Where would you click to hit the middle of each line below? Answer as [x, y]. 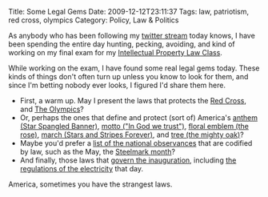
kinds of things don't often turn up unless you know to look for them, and [128, 76]
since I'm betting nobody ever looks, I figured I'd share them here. [117, 85]
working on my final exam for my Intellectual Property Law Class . [115, 52]
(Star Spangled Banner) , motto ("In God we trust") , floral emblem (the [134, 126]
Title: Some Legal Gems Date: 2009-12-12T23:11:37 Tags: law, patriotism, [129, 12]
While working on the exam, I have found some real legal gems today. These [134, 68]
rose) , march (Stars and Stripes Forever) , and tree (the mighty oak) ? [132, 135]
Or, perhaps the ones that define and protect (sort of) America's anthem [139, 118]
